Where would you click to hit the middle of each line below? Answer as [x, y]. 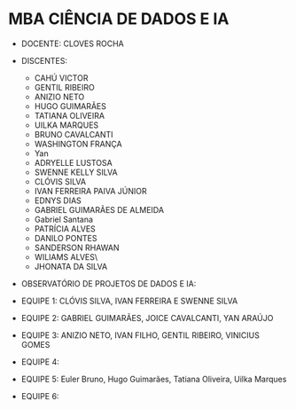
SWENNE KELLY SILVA [76, 172]
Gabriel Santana [64, 219]
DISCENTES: [44, 60]
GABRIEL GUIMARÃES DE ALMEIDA [99, 209]
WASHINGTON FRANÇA [78, 144]
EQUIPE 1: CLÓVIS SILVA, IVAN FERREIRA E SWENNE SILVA [129, 301]
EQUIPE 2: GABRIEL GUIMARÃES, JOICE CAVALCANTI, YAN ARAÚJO [147, 318]
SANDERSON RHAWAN [77, 248]
